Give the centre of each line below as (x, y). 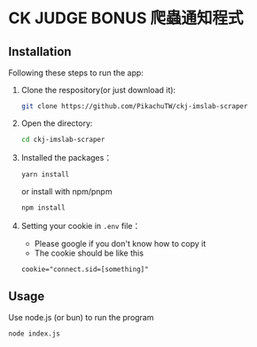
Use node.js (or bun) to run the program (81, 318)
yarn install (45, 174)
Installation (40, 51)
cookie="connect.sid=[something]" (85, 269)
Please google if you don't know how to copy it (120, 243)
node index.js (35, 334)
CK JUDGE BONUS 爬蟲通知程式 (126, 18)
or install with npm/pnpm (66, 191)
